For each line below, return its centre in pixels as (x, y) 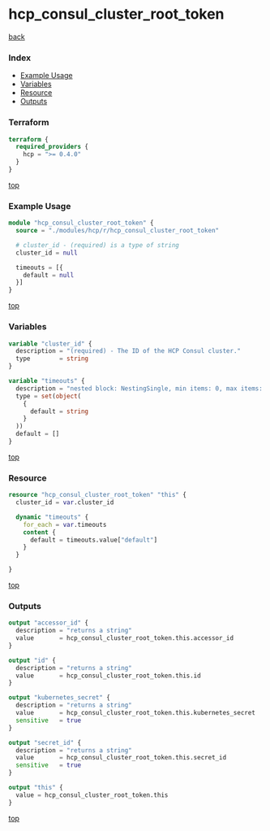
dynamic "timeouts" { (52, 517)
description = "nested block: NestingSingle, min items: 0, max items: (139, 388)
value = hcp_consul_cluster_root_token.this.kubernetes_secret (135, 713)
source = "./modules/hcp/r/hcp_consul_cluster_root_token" (118, 231)
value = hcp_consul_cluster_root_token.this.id (108, 676)
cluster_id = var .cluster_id (65, 503)
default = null (49, 275)
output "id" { (32, 660)
